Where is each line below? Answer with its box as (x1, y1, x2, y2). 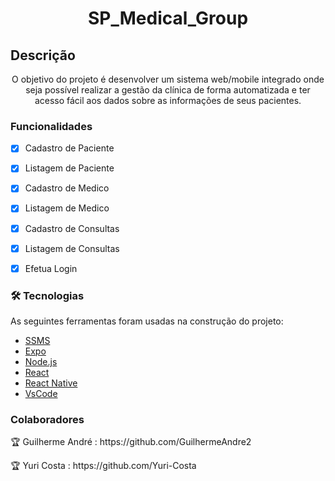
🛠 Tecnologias (10, 288, 85, 302)
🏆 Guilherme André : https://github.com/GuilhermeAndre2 (10, 436, 252, 448)
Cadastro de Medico (24, 182, 110, 194)
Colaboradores (10, 412, 85, 426)
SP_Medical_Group (87, 7, 249, 30)
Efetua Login (24, 262, 78, 274)
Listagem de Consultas (24, 242, 120, 254)
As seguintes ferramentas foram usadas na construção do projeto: (10, 315, 284, 327)
